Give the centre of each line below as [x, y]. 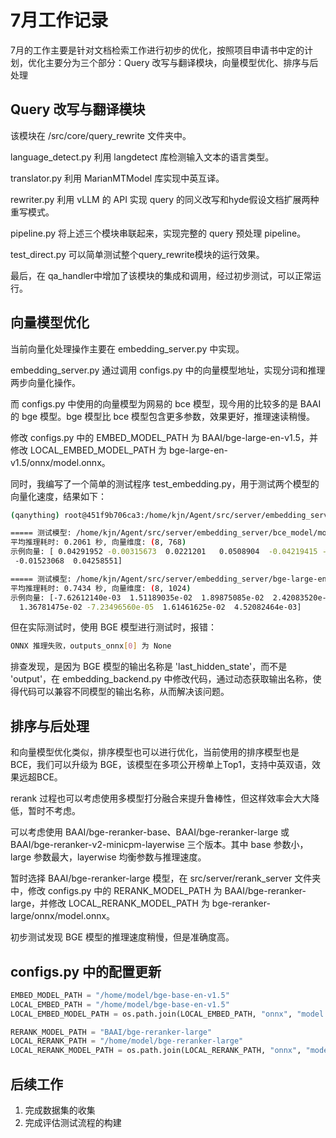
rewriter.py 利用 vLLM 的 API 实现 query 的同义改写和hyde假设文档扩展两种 [165, 199]
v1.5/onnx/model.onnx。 [60, 462]
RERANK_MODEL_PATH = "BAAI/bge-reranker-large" [111, 1032]
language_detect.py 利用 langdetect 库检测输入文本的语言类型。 [142, 157]
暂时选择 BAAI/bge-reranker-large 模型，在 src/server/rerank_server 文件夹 [166, 878]
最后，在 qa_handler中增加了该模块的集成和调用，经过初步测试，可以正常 [161, 275]
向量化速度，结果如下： [58, 496]
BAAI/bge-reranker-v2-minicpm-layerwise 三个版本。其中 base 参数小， [159, 845]
